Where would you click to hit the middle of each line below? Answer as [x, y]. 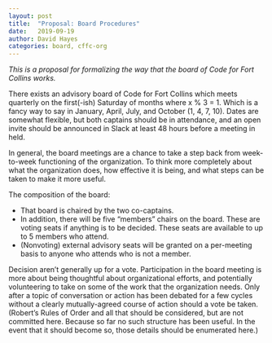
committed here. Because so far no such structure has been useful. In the [132, 322]
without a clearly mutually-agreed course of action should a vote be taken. [134, 304]
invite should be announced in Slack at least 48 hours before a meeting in [132, 129]
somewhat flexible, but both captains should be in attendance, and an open [135, 120]
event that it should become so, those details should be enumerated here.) [134, 330]
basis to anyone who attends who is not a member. [105, 254]
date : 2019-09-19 [42, 31]
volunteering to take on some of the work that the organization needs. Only [134, 287]
